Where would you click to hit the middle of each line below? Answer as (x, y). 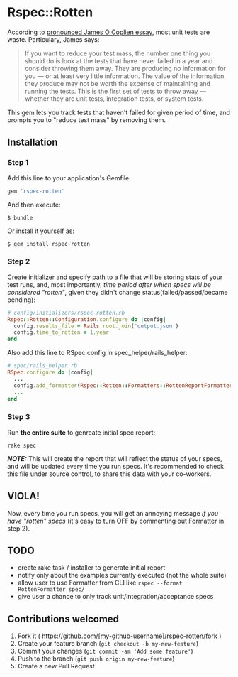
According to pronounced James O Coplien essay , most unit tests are (109, 32)
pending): (21, 300)
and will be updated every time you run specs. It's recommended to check (116, 466)
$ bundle (20, 217)
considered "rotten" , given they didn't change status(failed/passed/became (118, 292)
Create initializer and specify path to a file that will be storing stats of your (115, 277)
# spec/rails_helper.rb (42, 366)
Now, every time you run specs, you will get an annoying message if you (113, 513)
